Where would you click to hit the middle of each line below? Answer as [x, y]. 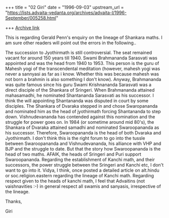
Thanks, [14, 201]
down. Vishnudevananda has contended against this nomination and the [80, 117]
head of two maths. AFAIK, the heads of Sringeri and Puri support [73, 154]
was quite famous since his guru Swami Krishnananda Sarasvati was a [78, 85]
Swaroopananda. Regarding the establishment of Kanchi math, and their [80, 160]
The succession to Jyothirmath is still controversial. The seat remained [79, 53]
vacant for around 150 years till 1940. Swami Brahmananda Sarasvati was [81, 58]
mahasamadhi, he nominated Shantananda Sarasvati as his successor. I [79, 95]
